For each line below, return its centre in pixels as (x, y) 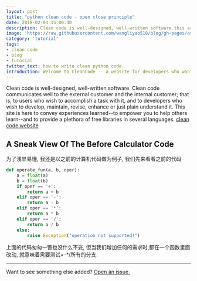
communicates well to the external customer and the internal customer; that (98, 94)
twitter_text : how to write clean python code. (65, 66)
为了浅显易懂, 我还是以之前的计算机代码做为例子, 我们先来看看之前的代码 (94, 159)
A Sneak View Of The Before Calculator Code (90, 144)
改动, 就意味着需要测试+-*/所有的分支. (52, 255)
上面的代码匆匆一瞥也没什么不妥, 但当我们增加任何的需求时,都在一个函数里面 (98, 248)
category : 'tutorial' (33, 39)
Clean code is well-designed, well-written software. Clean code (83, 88)
